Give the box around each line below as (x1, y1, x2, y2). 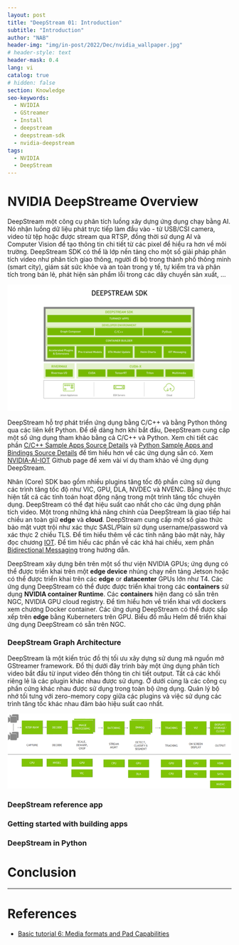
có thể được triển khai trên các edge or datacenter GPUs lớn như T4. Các (7, 574, 223, 583)
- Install (14, 117, 43, 124)
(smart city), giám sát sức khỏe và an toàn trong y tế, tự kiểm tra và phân (7, 262, 221, 271)
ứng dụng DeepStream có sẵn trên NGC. (7, 620, 127, 628)
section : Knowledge (7, 86, 65, 94)
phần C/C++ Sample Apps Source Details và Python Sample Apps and (7, 441, 213, 449)
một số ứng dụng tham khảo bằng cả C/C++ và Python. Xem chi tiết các (7, 433, 219, 441)
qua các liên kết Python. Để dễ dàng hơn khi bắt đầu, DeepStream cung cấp (7, 425, 230, 434)
